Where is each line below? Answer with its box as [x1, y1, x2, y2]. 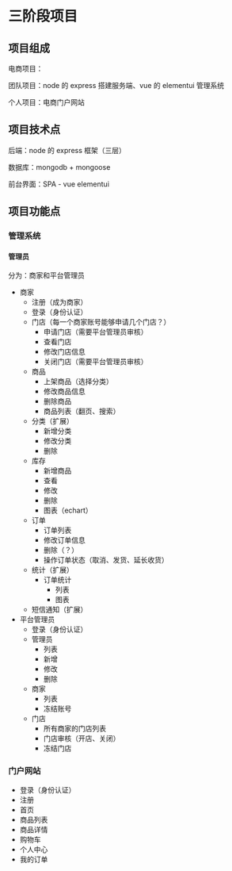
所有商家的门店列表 [43, 723, 107, 734]
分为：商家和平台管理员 [8, 271, 85, 280]
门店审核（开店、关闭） [43, 734, 120, 743]
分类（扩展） [31, 416, 74, 426]
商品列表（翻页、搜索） [43, 406, 120, 416]
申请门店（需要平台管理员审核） [43, 327, 148, 337]
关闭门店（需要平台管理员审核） [43, 357, 148, 366]
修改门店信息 [43, 347, 86, 357]
